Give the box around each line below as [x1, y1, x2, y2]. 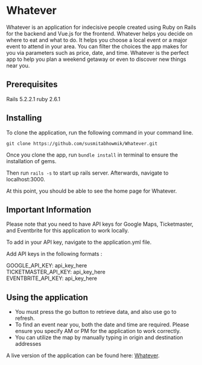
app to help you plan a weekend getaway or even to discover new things [6, 55, 186, 63]
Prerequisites [6, 80, 58, 90]
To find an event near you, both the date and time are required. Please [14, 321, 189, 328]
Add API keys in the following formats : [6, 251, 103, 258]
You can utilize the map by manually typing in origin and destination [14, 334, 183, 341]
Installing [6, 113, 42, 123]
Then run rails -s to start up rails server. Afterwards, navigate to [6, 169, 169, 176]
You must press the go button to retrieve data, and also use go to [14, 308, 177, 316]
